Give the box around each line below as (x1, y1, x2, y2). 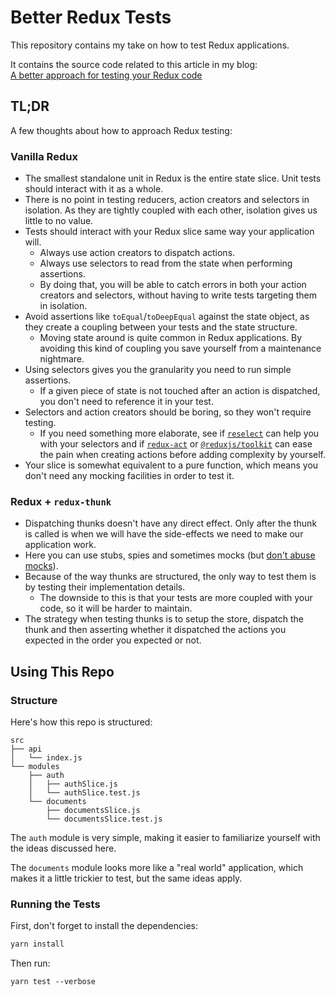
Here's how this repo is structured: (10, 716, 153, 728)
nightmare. (39, 353, 85, 365)
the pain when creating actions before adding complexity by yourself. (39, 449, 327, 461)
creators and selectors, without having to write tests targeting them (39, 289, 318, 301)
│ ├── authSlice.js (28, 779, 118, 790)
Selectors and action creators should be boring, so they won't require (24, 406, 312, 418)
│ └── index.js (10, 753, 83, 763)
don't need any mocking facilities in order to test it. (24, 470, 235, 482)
